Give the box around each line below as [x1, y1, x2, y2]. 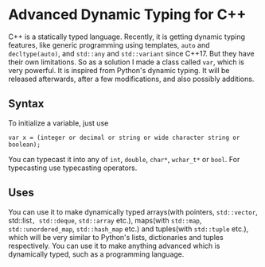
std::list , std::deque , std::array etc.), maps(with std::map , [8, 215, 202, 225]
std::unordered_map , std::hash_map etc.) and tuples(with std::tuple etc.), [8, 224, 249, 234]
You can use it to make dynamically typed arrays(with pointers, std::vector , [8, 207, 259, 216]
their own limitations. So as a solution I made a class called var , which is [8, 57, 244, 67]
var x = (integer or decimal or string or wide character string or [8, 133, 240, 141]
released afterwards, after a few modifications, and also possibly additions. [8, 74, 255, 83]
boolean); [8, 141, 41, 149]
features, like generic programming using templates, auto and [8, 40, 210, 49]
